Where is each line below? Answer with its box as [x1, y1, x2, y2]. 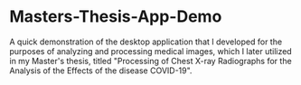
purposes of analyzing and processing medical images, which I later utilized [9, 45, 292, 56]
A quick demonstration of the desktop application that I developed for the [9, 36, 283, 47]
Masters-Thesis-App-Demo [9, 6, 222, 27]
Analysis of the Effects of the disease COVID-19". [9, 65, 193, 76]
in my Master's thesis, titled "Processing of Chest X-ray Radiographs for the [9, 55, 292, 66]
